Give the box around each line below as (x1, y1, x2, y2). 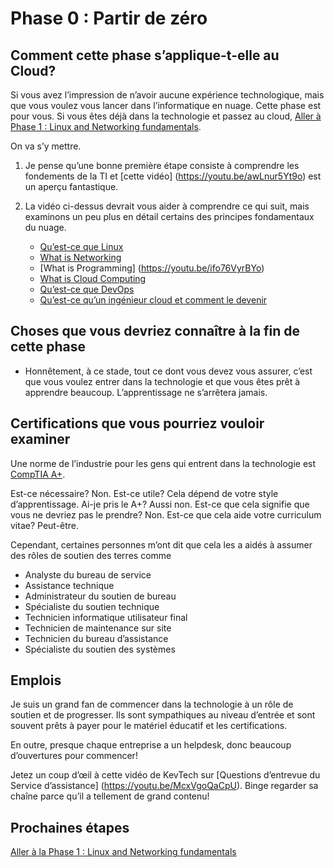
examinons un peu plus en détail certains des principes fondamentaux (24, 211, 315, 222)
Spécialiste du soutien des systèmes (24, 643, 176, 655)
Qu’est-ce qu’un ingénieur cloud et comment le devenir (39, 294, 268, 306)
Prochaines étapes (10, 819, 130, 836)
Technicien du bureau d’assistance (24, 632, 169, 644)
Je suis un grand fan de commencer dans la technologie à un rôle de (10, 698, 294, 711)
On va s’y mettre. (10, 140, 82, 152)
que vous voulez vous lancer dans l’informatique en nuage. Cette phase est (10, 100, 322, 111)
